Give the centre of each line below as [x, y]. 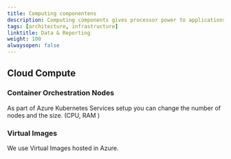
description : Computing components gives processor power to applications [117, 20]
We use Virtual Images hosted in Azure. [63, 148]
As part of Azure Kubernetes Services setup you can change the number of [114, 108]
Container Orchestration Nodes [61, 93]
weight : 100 [24, 39]
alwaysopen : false [33, 45]
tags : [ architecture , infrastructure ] [63, 26]
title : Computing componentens [52, 13]
